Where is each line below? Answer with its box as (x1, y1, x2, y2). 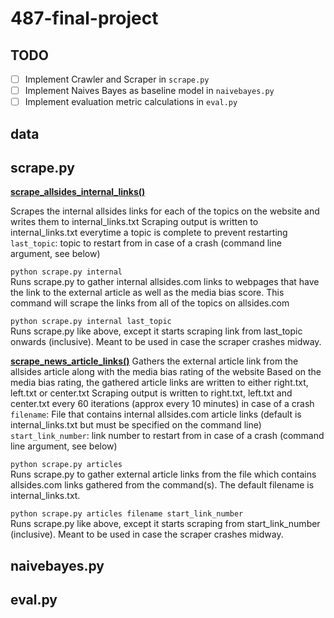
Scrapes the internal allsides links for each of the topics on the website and (10, 205, 320, 217)
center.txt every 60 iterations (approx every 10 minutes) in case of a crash (10, 398, 315, 410)
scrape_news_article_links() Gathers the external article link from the (10, 355, 299, 367)
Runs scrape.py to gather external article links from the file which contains (10, 468, 317, 481)
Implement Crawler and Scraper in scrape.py (24, 73, 210, 85)
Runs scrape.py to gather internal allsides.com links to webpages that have (10, 276, 320, 288)
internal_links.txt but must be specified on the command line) (10, 419, 262, 431)
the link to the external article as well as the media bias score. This (10, 287, 285, 299)
